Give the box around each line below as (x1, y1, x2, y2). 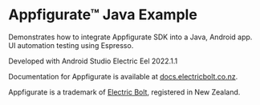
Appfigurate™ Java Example (8, 6, 198, 24)
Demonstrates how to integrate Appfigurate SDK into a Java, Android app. (8, 32, 253, 42)
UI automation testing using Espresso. (8, 40, 134, 50)
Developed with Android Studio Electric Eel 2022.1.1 (8, 56, 178, 66)
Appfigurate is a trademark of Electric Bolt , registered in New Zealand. (8, 87, 241, 97)
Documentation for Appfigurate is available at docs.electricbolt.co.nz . (8, 71, 238, 81)
